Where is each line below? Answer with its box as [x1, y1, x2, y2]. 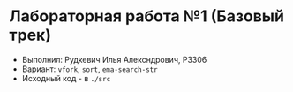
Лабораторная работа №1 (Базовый [9, 6, 285, 27]
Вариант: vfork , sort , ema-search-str [21, 64, 158, 74]
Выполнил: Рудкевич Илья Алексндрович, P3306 [21, 54, 207, 65]
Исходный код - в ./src [21, 73, 111, 83]
